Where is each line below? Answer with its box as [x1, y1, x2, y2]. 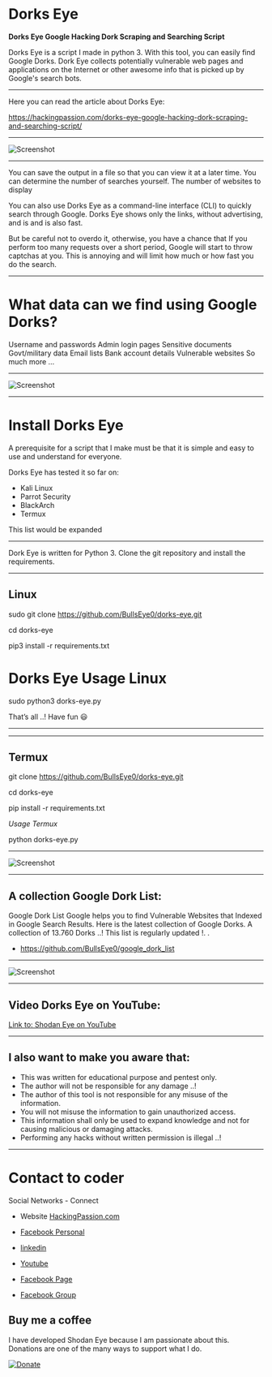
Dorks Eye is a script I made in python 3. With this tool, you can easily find [8, 47, 256, 57]
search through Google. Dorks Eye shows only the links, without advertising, [8, 209, 263, 219]
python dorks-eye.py [8, 835, 79, 845]
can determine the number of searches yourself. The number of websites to [8, 176, 261, 186]
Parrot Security [19, 492, 71, 501]
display [8, 184, 32, 195]
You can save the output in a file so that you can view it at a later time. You [8, 167, 257, 177]
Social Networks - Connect [8, 1195, 99, 1205]
